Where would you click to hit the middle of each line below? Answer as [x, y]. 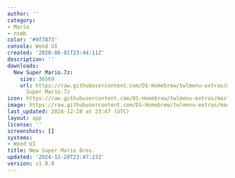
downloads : [23, 66]
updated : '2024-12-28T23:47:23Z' [56, 157]
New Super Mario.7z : [43, 72]
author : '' [23, 14]
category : [22, 20]
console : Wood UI [33, 46]
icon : [15, 99]
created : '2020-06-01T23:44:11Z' [56, 53]
